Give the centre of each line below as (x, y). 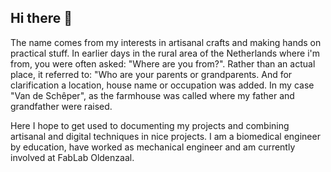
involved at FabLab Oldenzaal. (72, 157)
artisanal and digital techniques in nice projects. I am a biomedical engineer (165, 136)
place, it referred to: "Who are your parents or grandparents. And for (151, 74)
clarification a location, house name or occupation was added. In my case (162, 85)
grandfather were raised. (61, 106)
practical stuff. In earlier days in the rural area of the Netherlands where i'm (165, 53)
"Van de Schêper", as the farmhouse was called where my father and (152, 95)
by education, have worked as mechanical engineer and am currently (153, 147)
